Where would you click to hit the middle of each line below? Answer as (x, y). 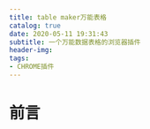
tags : (19, 58)
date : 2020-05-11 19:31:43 (59, 34)
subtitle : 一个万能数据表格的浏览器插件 (75, 42)
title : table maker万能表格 (58, 17)
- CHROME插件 (32, 67)
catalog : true (35, 26)
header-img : (31, 50)
